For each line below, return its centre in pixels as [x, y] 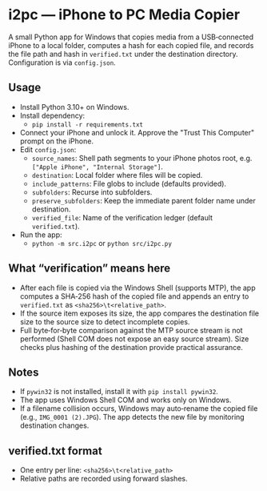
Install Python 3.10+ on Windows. [74, 107]
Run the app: [41, 235]
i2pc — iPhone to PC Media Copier [124, 15]
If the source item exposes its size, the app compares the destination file [139, 313]
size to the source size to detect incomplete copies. [105, 321]
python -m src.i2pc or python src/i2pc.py [102, 243]
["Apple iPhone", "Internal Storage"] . [98, 167]
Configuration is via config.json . [62, 62]
